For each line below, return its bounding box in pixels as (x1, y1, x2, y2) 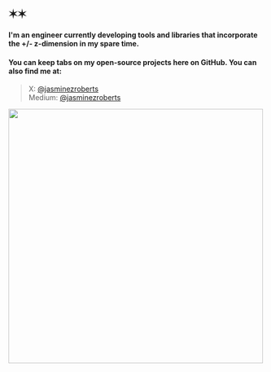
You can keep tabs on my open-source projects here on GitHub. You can (8, 57, 257, 67)
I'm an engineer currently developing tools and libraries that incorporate (8, 29, 258, 40)
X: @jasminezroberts (28, 84, 99, 94)
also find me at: (8, 66, 63, 76)
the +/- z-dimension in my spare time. (8, 38, 140, 48)
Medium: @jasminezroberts (28, 93, 121, 103)
